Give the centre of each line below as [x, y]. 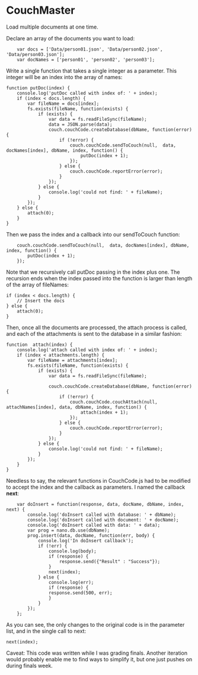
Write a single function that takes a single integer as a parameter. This [91, 71]
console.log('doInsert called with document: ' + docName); [103, 520]
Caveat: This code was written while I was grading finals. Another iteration [97, 653]
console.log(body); [72, 551]
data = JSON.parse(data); [80, 124]
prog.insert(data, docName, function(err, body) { [91, 535]
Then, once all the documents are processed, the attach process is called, [97, 327]
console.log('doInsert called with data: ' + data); [94, 525]
